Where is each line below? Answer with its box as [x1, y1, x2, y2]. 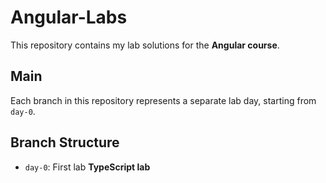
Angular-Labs [10, 6, 128, 29]
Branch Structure [10, 134, 120, 151]
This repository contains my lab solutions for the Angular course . [10, 39, 280, 51]
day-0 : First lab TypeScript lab [24, 161, 151, 173]
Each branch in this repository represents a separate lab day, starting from [10, 94, 317, 106]
